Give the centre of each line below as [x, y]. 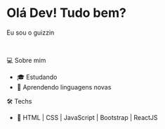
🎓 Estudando [37, 77]
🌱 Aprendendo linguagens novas [64, 87]
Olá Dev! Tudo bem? [67, 13]
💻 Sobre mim [26, 60]
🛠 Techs [19, 101]
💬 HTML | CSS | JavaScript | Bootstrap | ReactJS [87, 117]
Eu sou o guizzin [31, 32]
